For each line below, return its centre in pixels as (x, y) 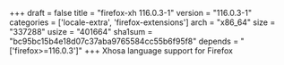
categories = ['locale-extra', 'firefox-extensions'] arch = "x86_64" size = (142, 22)
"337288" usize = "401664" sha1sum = (81, 32)
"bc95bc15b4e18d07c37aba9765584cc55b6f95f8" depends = (124, 41)
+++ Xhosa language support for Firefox (158, 51)
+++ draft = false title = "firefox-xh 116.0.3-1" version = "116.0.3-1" (131, 13)
